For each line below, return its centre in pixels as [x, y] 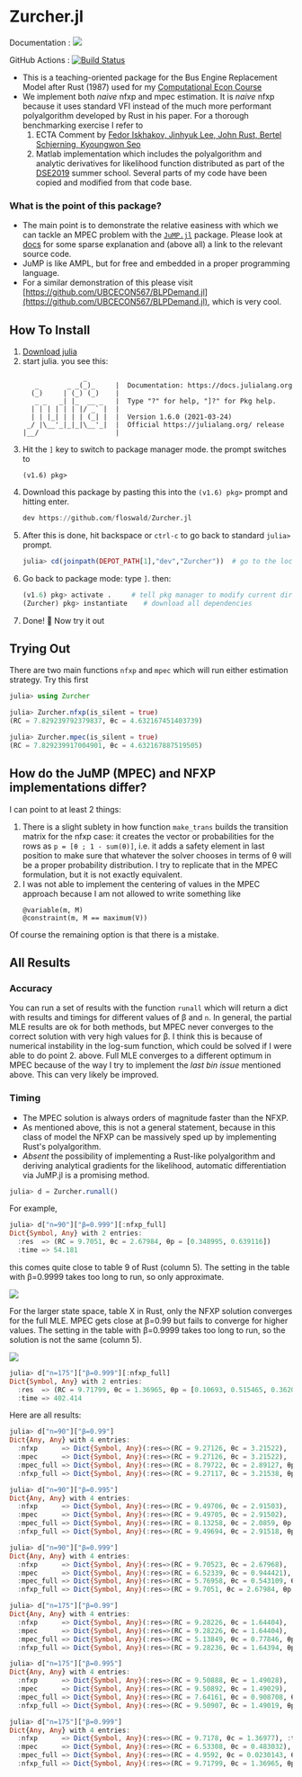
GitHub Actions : [40, 59]
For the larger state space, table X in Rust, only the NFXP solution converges [151, 1311]
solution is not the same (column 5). [75, 1339]
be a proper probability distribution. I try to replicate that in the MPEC [150, 865]
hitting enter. [46, 502]
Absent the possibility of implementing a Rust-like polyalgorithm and [149, 1156]
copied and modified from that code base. [114, 182]
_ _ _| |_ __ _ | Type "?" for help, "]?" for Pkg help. [155, 402]
